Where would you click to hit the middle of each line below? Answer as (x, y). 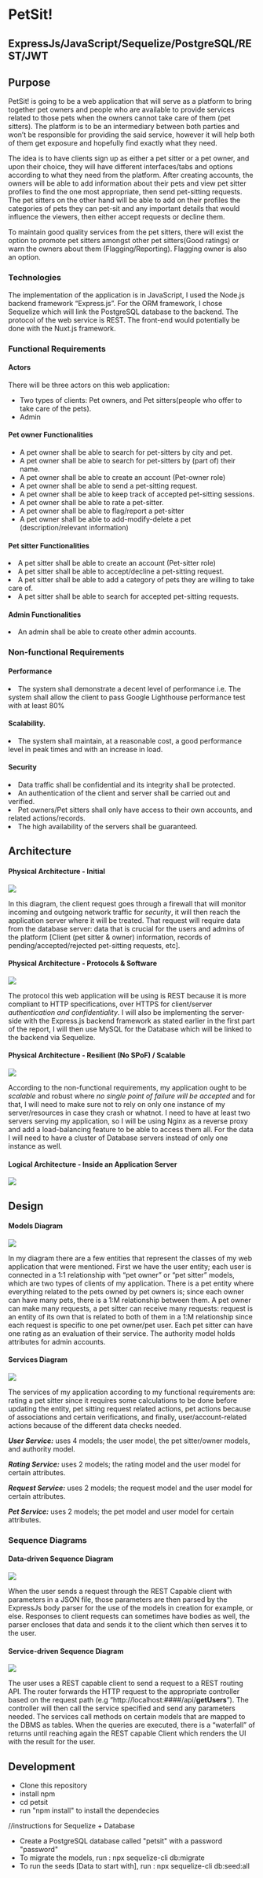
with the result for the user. (52, 1742)
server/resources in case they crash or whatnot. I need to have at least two (130, 1112)
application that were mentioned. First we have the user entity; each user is (130, 1266)
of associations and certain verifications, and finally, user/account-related (128, 1417)
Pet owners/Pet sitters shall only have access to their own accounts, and (135, 810)
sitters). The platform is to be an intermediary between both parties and (124, 127)
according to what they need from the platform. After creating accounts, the (131, 175)
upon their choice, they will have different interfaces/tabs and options (121, 167)
